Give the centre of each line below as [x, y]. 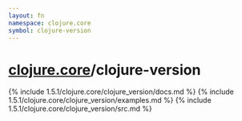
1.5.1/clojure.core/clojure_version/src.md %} [80, 109]
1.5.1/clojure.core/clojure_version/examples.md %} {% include [110, 100]
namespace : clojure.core [50, 23]
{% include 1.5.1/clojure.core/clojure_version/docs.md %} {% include [121, 92]
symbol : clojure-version [50, 30]
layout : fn [26, 16]
